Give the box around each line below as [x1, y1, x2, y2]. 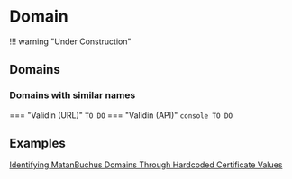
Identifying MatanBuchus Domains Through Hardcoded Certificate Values [9, 159, 283, 170]
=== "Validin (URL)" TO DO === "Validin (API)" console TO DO [9, 110, 233, 121]
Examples [9, 136, 66, 151]
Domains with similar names [9, 89, 136, 102]
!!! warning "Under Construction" [9, 36, 132, 47]
